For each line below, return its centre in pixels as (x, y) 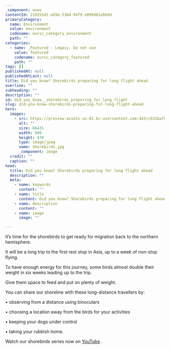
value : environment (30, 29)
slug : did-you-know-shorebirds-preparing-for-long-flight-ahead (74, 105)
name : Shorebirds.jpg (41, 147)
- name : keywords (33, 185)
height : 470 (31, 138)
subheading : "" (21, 90)
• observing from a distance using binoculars (52, 302)
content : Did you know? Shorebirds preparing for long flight (86, 199)
